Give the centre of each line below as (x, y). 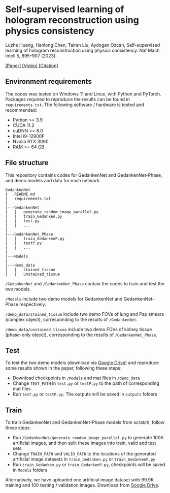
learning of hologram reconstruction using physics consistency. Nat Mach (82, 50)
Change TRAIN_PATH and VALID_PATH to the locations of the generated (84, 454)
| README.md (20, 194)
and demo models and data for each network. (53, 180)
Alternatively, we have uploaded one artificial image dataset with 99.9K (79, 480)
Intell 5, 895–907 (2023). (31, 56)
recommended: (21, 110)
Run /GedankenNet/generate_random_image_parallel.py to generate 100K (88, 438)
